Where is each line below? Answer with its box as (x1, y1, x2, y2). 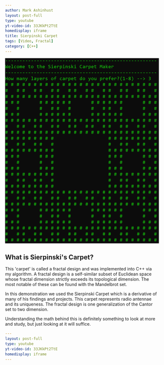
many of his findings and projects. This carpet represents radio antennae (5, 296, 152, 302)
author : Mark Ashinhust (5, 8, 54, 13)
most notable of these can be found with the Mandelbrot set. (5, 282, 127, 288)
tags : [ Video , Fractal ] (5, 39, 54, 44)
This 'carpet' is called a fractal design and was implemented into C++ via (5, 266, 152, 272)
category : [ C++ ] (5, 44, 38, 49)
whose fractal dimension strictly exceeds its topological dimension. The (5, 276, 149, 282)
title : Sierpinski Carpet (5, 34, 58, 38)
